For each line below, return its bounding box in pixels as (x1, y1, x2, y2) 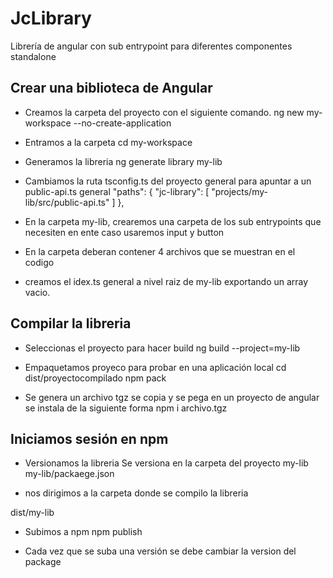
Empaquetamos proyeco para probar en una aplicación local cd (24, 361, 287, 373)
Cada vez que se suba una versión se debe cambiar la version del (24, 545, 297, 557)
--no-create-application (73, 117, 172, 129)
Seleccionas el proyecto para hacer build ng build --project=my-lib (24, 342, 301, 354)
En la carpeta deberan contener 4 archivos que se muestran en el (24, 245, 296, 257)
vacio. (24, 286, 51, 298)
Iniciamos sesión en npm (10, 430, 169, 447)
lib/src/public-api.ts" (24, 196, 110, 208)
